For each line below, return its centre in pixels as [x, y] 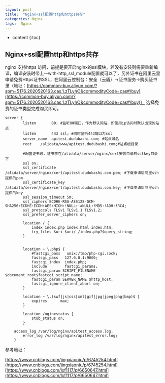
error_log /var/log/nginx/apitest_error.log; [70, 336]
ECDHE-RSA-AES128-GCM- [72, 202]
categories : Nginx [24, 19]
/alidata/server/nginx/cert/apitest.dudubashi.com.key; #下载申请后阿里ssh [82, 188]
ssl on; [31, 164]
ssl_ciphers [35, 202]
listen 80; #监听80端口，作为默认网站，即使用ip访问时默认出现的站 [91, 123]
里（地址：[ [17, 86]
